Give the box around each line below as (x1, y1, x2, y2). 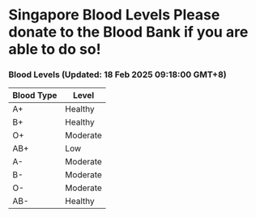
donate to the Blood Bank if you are (8, 23, 249, 41)
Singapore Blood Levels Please (8, 6, 220, 24)
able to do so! (8, 40, 101, 58)
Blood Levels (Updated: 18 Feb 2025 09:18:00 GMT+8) (8, 69, 227, 80)
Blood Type (12, 90, 58, 101)
